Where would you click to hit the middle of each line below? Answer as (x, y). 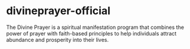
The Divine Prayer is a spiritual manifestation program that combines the (95, 27)
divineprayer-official (58, 11)
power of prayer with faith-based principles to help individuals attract (91, 33)
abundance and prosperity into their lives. (58, 40)
